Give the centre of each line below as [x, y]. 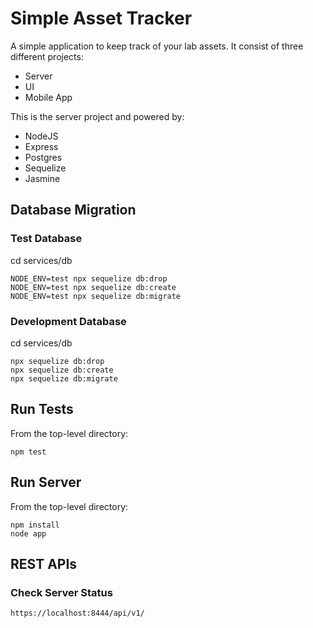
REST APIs [44, 563]
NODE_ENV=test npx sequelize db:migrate [96, 296]
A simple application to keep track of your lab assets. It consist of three [157, 46]
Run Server [46, 482]
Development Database [68, 321]
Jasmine [42, 178]
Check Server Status [61, 592]
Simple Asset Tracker [101, 18]
